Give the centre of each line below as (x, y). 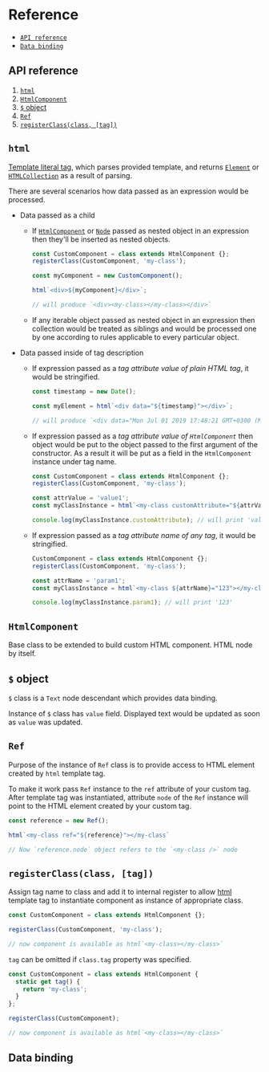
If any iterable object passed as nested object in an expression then (143, 320)
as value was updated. (46, 722)
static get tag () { (48, 981)
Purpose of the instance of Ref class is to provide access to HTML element (132, 764)
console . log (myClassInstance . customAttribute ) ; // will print (138, 520)
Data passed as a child (57, 215)
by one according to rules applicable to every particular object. (136, 337)
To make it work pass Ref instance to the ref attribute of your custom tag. (130, 789)
